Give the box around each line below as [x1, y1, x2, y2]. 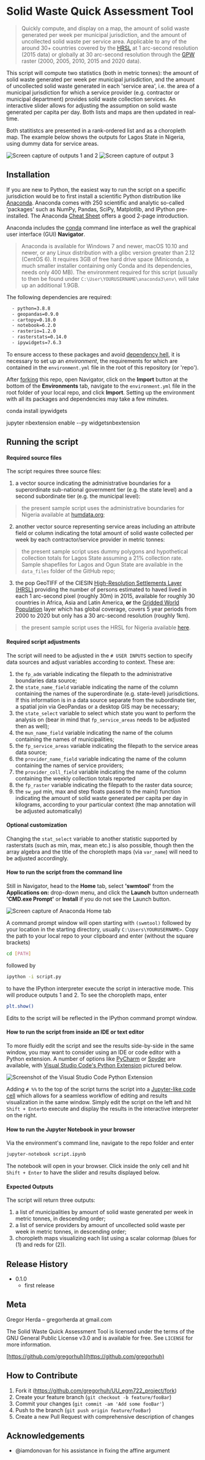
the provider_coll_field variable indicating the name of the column [15, 768, 187, 775]
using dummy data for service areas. [6, 139, 99, 147]
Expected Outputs [6, 1183, 54, 1190]
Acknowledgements [6, 1431, 85, 1442]
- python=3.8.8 [12, 305, 51, 312]
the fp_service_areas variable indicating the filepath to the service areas [15, 742, 199, 749]
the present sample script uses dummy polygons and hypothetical [21, 548, 188, 555]
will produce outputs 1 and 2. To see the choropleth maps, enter [6, 991, 167, 999]
